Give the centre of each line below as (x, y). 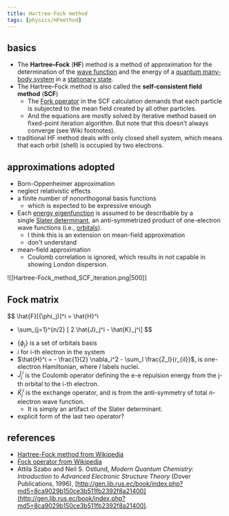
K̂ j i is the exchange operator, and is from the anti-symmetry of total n (115, 393)
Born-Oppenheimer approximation (66, 184)
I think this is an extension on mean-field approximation (106, 235)
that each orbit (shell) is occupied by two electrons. (90, 145)
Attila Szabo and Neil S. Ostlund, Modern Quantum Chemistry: (106, 469)
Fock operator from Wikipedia (59, 462)
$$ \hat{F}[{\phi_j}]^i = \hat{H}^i (53, 316)
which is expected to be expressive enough (89, 206)
